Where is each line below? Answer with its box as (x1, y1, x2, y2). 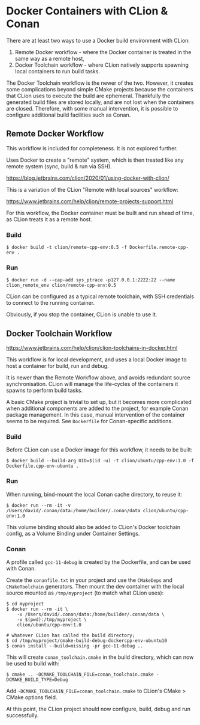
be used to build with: (6, 660, 60, 667)
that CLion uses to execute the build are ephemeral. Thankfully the (6, 92, 171, 99)
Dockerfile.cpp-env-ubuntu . (6, 463, 79, 470)
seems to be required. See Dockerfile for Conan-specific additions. (6, 418, 174, 425)
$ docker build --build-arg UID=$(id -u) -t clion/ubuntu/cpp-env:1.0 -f (6, 458, 195, 464)
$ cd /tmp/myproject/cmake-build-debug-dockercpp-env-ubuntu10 (6, 638, 168, 644)
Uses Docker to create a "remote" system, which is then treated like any (6, 156, 184, 164)
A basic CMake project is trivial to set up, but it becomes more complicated (6, 399, 192, 406)
